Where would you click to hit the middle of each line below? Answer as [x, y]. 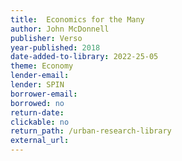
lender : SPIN [37, 85]
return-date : [37, 112]
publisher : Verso [46, 38]
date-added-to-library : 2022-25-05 [84, 57]
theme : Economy [42, 66]
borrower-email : [44, 94]
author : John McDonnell [60, 29]
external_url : [40, 141]
